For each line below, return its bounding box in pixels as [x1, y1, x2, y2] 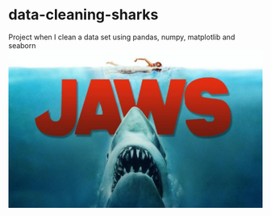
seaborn [8, 40, 36, 50]
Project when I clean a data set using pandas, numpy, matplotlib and [8, 32, 236, 42]
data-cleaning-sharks [8, 6, 159, 24]
